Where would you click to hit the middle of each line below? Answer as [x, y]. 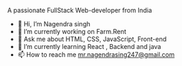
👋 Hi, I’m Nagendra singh [54, 24]
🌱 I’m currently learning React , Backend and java [89, 46]
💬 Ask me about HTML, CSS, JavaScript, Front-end [92, 39]
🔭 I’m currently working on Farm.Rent [72, 32]
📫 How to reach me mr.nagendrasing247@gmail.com [96, 55]
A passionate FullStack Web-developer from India [80, 10]
